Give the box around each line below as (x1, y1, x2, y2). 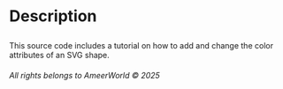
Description (9, 6, 97, 26)
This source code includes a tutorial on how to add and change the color (9, 41, 274, 51)
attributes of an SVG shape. (9, 50, 111, 61)
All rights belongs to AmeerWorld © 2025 (9, 70, 161, 80)
